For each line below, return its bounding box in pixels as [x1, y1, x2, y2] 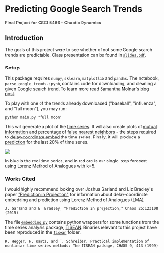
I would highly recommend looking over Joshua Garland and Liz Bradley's [5, 186, 153, 192]
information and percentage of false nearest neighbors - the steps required [5, 129, 156, 135]
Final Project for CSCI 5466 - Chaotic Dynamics [5, 20, 101, 25]
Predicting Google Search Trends [5, 3, 143, 15]
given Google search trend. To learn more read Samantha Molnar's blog [5, 86, 149, 92]
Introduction [5, 34, 44, 42]
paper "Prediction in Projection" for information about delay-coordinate [5, 192, 148, 198]
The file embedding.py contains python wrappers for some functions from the [5, 219, 159, 225]
